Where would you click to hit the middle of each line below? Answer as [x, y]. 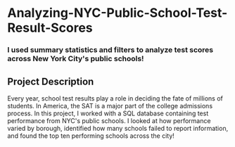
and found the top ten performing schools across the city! [91, 136]
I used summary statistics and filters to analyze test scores [110, 50]
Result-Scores [50, 28]
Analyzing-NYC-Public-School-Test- [118, 13]
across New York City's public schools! [76, 59]
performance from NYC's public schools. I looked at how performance [109, 120]
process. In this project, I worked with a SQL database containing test [108, 113]
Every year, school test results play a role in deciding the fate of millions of [115, 98]
